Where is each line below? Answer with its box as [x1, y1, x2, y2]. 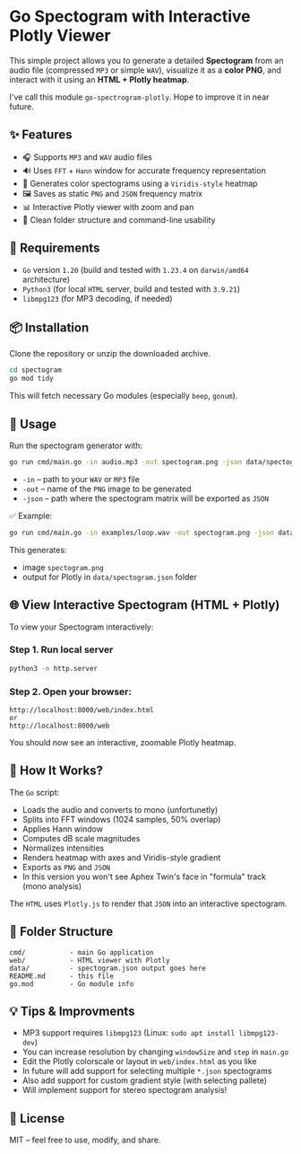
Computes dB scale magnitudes [21, 832, 141, 843]
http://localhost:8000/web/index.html [9, 705, 154, 715]
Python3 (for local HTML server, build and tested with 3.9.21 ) [21, 283, 240, 294]
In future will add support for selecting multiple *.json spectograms [21, 1066, 272, 1077]
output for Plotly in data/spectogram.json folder [21, 571, 197, 582]
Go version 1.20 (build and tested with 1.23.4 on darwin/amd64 [21, 264, 249, 275]
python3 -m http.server [9, 664, 99, 673]
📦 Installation [9, 320, 90, 335]
